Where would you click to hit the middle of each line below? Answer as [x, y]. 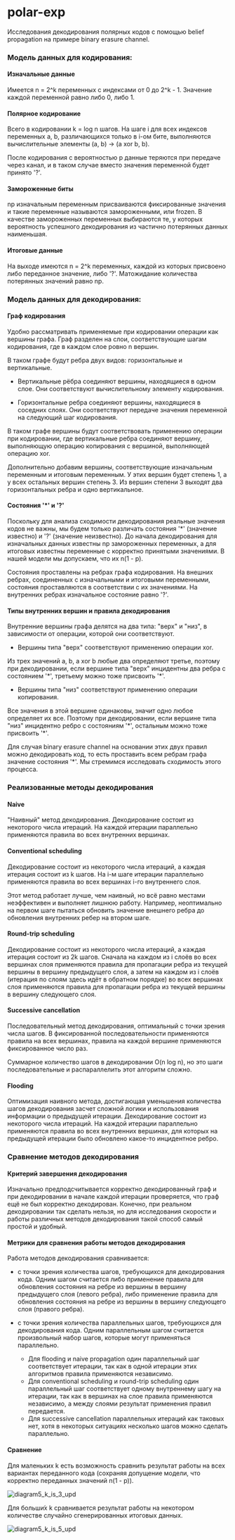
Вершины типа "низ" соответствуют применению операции [107, 689]
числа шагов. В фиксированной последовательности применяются [108, 1033]
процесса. [23, 769]
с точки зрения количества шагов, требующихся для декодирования [121, 1272]
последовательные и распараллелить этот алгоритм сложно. [100, 1069]
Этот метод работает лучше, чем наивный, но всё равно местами [106, 895]
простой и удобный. [37, 1227]
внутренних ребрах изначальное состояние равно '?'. [88, 594]
